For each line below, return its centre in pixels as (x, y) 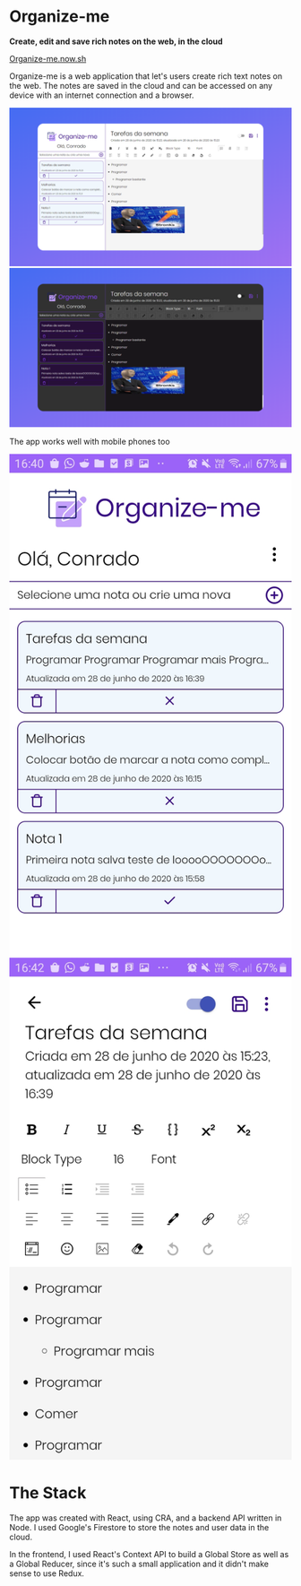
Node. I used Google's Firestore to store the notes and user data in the (139, 1527)
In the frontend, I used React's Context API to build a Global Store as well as (149, 1554)
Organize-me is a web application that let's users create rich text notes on (146, 76)
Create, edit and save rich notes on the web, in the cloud (116, 41)
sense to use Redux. (47, 1573)
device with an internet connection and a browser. (102, 95)
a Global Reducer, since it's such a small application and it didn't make (139, 1564)
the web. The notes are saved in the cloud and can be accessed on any (141, 85)
